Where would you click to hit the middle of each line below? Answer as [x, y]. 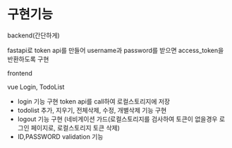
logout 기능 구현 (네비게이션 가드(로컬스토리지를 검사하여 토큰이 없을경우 [117, 119]
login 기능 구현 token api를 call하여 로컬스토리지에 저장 [94, 101]
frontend [20, 73]
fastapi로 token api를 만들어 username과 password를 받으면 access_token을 [116, 50]
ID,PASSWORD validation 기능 [60, 136]
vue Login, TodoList [36, 87]
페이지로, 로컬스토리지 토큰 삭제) [75, 128]
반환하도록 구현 [28, 59]
